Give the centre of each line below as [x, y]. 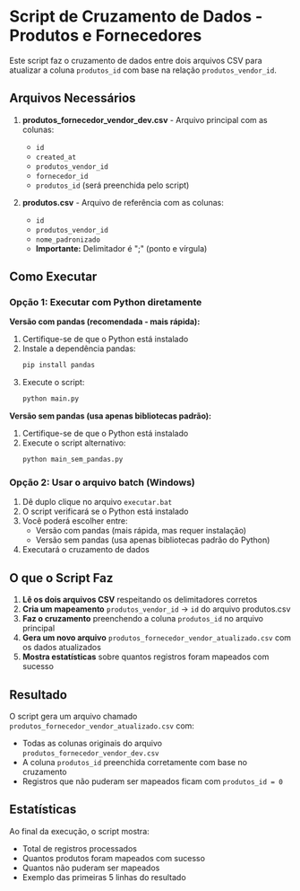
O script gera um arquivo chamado [73, 716]
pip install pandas [59, 366]
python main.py [51, 399]
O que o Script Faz [61, 578]
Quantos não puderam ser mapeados [91, 868]
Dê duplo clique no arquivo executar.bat [97, 502]
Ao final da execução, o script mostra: [79, 831]
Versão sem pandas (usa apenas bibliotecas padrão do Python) [153, 540]
